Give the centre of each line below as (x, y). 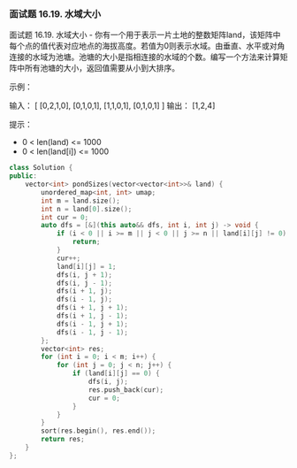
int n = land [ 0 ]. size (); (87, 209)
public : (23, 176)
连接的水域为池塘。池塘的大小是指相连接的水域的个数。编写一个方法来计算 (145, 57)
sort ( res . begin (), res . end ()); (99, 431)
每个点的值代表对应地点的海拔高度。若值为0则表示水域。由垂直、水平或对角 (147, 46)
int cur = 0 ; (65, 217)
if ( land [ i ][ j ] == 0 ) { (116, 373)
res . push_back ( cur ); (126, 390)
